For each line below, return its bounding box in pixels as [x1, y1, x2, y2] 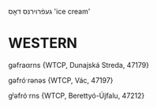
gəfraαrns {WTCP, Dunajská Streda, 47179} [8, 60, 150, 69]
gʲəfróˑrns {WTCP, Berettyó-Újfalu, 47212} [8, 91, 145, 100]
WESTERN [8, 35, 77, 52]
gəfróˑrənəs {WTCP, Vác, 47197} [8, 75, 114, 85]
